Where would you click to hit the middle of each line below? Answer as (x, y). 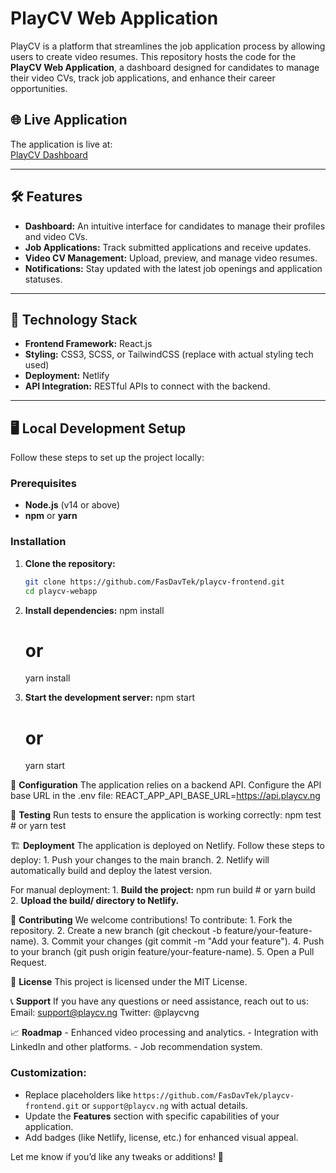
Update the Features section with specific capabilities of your (152, 1116)
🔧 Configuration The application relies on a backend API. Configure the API (166, 785)
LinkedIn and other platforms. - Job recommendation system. (136, 1047)
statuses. (43, 279)
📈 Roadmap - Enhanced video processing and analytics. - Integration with (164, 1033)
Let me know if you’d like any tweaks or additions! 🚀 (117, 1156)
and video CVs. (56, 236)
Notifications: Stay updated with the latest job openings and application (173, 268)
